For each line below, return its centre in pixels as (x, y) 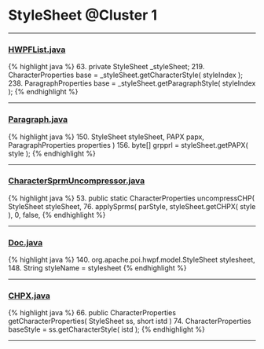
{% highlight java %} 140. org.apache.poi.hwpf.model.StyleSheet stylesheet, (132, 260)
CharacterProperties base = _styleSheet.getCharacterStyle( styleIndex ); (126, 75)
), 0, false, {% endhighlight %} (57, 215)
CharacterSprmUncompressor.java (77, 181)
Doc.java (26, 242)
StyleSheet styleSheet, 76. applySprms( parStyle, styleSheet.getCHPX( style (132, 206)
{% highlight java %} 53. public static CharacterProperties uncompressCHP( (132, 198)
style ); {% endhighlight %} (52, 153)
